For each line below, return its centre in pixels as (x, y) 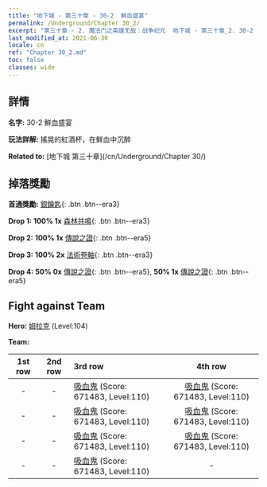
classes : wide (32, 68)
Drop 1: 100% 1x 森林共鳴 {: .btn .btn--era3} (79, 221)
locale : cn (26, 45)
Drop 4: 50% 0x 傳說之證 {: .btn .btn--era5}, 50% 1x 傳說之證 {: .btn (118, 272)
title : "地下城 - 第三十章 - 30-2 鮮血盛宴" (78, 16)
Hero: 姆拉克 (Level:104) (48, 326)
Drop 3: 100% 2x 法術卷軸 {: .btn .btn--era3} (81, 255)
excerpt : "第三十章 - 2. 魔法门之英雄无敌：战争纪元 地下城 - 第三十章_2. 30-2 (131, 30)
